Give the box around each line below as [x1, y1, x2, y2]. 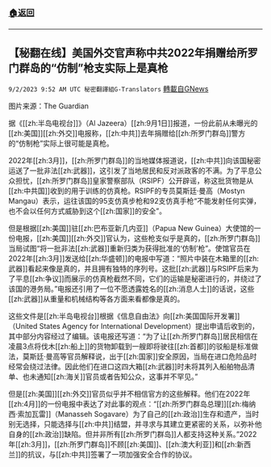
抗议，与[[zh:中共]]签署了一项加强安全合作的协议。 [27, 450, 197, 460]
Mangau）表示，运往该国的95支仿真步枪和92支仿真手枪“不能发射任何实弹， [8, 196, 261, 206]
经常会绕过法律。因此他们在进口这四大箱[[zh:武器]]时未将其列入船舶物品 [8, 362, 248, 372]
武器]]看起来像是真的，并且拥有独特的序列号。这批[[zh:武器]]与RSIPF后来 [8, 264, 252, 274]
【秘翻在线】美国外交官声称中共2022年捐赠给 [8, 46, 237, 60]
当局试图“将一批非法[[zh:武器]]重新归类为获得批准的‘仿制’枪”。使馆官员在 [8, 244, 252, 254]
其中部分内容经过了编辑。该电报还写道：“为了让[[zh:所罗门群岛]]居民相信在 [8, 331, 258, 341]
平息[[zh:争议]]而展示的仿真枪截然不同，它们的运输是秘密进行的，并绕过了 [15, 274, 262, 284]
